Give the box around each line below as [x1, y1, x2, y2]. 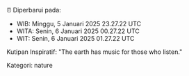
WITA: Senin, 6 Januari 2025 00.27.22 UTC [16, 27, 140, 35]
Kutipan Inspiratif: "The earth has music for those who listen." [6, 48, 183, 56]
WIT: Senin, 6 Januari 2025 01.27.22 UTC [16, 35, 135, 42]
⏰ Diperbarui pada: [6, 6, 62, 14]
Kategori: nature [6, 61, 53, 69]
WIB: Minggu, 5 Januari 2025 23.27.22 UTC [16, 20, 142, 28]
